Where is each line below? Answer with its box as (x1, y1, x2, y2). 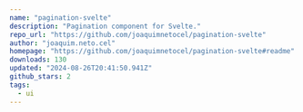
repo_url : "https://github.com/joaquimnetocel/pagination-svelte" (9, 30, 267, 39)
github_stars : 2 (9, 72, 71, 81)
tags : (9, 80, 30, 89)
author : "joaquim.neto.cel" (9, 38, 116, 48)
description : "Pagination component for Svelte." (9, 22, 202, 31)
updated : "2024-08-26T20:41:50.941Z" (9, 64, 153, 73)
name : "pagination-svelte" (9, 13, 112, 23)
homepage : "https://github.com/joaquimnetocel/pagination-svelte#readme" (9, 47, 296, 56)
